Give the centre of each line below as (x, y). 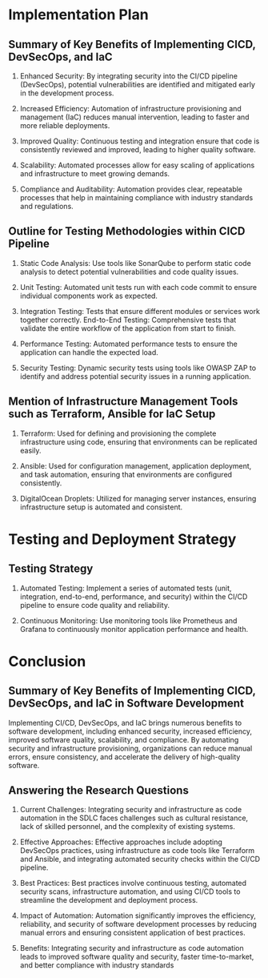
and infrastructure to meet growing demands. (95, 173)
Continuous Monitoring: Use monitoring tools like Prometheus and (128, 620)
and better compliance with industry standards (97, 965)
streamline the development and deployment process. (109, 900)
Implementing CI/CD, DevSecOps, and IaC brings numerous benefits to (125, 722)
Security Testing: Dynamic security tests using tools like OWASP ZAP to (138, 368)
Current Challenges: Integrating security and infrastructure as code (131, 810)
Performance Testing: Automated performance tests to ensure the (128, 344)
